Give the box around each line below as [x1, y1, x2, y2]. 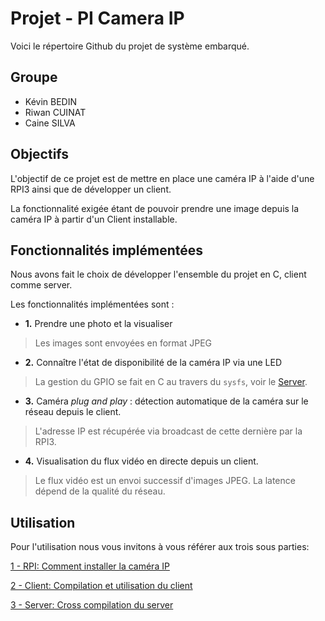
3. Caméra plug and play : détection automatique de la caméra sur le [24, 395, 309, 407]
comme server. [10, 279, 73, 291]
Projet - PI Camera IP [10, 7, 185, 30]
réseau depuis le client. [24, 406, 122, 418]
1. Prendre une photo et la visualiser [24, 318, 173, 330]
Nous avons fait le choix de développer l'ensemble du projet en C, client [10, 268, 307, 281]
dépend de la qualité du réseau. [34, 485, 166, 497]
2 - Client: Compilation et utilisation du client [10, 580, 193, 592]
